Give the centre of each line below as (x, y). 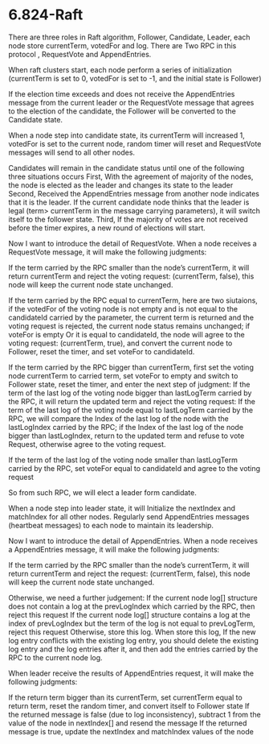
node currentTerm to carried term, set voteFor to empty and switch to (123, 375)
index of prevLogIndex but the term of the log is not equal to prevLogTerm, (132, 623)
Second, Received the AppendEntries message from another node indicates (134, 193)
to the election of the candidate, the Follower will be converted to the (122, 111)
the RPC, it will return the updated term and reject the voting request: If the (132, 401)
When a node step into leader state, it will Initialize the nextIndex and (122, 508)
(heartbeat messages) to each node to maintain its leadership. (111, 525)
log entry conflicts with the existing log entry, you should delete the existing (134, 640)
